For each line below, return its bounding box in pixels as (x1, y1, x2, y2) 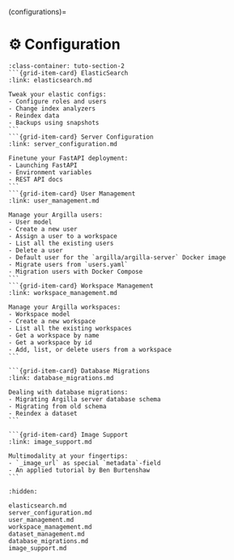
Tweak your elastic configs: (8, 90, 107, 98)
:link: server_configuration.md (8, 139, 117, 148)
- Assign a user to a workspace (8, 232, 117, 240)
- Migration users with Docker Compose (8, 267, 143, 276)
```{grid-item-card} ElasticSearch (8, 69, 129, 77)
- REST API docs (8, 175, 63, 183)
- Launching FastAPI (8, 161, 79, 169)
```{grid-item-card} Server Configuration (8, 133, 154, 141)
